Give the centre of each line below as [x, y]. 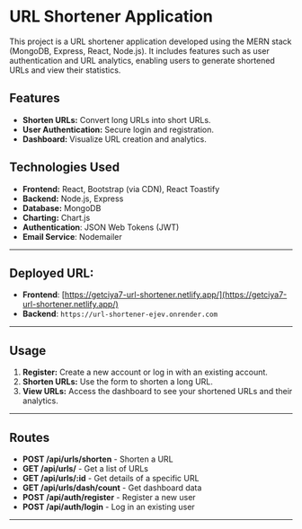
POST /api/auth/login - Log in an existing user [108, 507]
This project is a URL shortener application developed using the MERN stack [151, 41]
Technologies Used [64, 168]
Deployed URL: [52, 273]
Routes [30, 437]
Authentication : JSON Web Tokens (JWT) [101, 227]
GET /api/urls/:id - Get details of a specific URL [111, 478]
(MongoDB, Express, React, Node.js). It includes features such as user [139, 50]
